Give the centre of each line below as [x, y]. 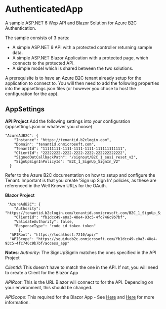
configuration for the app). [32, 94]
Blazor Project [20, 195]
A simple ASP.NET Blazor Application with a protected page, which [80, 57]
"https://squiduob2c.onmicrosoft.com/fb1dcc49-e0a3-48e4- [97, 239]
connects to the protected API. [43, 63]
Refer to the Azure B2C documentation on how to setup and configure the [80, 175]
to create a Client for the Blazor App [41, 272]
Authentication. [21, 28]
